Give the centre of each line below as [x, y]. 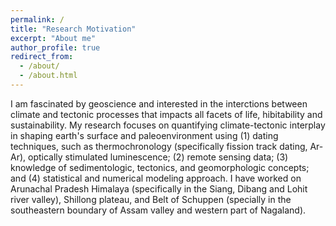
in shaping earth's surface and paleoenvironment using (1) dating [144, 135]
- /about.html [48, 76]
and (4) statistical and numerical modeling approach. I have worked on [156, 178]
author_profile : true [55, 47]
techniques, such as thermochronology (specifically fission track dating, [159, 146]
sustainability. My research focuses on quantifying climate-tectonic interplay [168, 125]
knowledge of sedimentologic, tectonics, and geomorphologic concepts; [160, 167]
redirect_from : [42, 57]
